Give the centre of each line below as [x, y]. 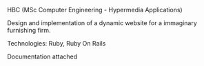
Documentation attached [42, 56]
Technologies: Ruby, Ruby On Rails [57, 43]
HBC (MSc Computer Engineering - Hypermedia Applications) [95, 10]
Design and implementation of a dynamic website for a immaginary [102, 23]
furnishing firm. [29, 30]
